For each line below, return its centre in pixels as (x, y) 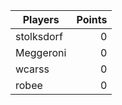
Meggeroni (41, 52)
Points (92, 19)
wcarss (32, 69)
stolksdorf (39, 36)
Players (41, 19)
